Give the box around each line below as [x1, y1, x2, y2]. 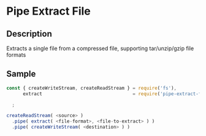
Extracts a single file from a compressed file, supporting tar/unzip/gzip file [6, 45, 194, 52]
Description [6, 29, 52, 39]
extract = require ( [22, 90, 161, 97]
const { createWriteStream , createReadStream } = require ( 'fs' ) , [6, 85, 177, 91]
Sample [6, 69, 36, 79]
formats [6, 51, 26, 59]
